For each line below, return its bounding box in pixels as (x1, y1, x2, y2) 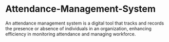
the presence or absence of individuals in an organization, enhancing (5, 25, 152, 31)
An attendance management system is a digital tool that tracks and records (5, 20, 164, 26)
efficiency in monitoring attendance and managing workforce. (5, 31, 136, 37)
